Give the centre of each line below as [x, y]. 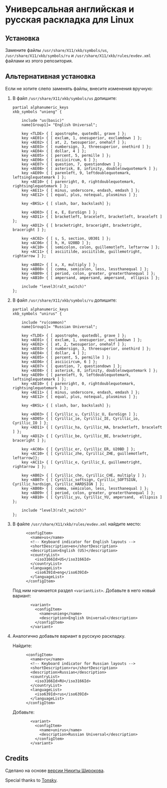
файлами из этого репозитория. [39, 61]
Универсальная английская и [70, 9]
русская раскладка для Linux [70, 20]
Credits [17, 758]
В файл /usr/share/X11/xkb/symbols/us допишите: [65, 98]
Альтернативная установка [50, 77]
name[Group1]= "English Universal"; [60, 125]
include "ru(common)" [44, 322]
